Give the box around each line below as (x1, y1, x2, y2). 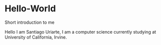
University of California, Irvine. (4, 34, 68, 40)
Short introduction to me (4, 19, 55, 25)
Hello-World (4, 3, 56, 14)
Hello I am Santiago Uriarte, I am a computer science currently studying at (4, 29, 157, 35)
